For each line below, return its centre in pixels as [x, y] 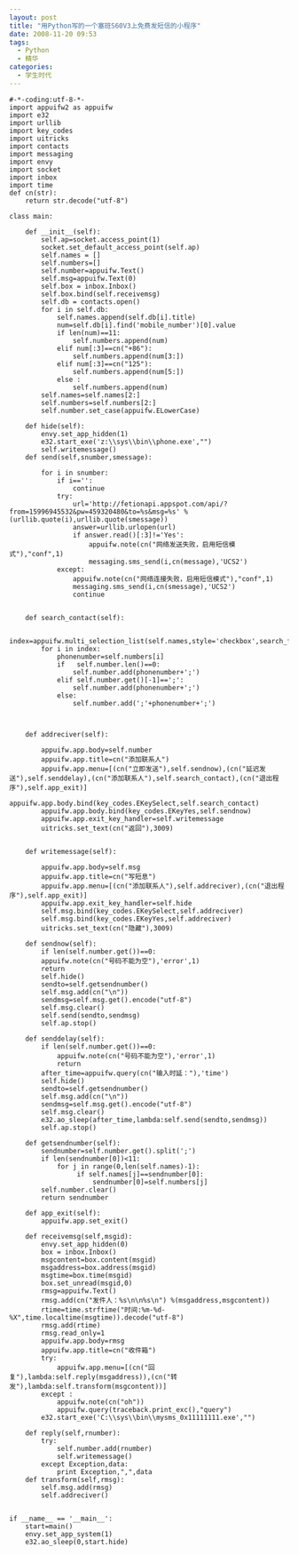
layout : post [33, 17]
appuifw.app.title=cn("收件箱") [99, 1350]
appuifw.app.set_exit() [85, 1221]
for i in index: [71, 649]
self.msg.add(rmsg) [77, 1487]
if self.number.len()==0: [109, 664]
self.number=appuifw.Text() [93, 271]
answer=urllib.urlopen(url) [124, 527]
